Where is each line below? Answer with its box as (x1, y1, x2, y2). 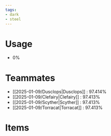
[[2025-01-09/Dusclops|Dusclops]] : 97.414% (12, 88, 106, 95)
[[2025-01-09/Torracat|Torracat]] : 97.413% (12, 104, 103, 110)
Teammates (5, 72, 55, 83)
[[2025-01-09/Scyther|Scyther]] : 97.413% (12, 99, 100, 105)
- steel (5, 16, 21, 21)
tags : (5, 7, 16, 12)
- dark (5, 12, 19, 17)
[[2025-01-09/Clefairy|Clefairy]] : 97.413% (12, 94, 100, 100)
